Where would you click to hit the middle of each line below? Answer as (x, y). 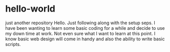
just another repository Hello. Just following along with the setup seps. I (80, 23)
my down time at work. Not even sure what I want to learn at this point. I (80, 33)
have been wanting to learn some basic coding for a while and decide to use (85, 28)
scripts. (13, 44)
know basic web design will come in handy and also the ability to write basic (85, 39)
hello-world (30, 9)
